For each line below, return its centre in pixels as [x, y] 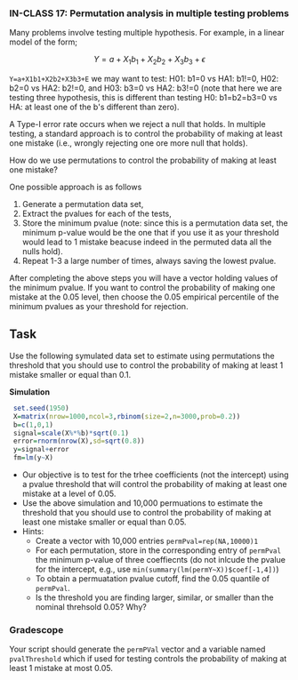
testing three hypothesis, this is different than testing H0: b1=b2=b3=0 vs [143, 98]
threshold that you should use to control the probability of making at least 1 [146, 365]
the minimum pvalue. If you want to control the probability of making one [142, 288]
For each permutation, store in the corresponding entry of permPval [158, 550]
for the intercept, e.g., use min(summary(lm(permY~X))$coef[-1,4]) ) [157, 569]
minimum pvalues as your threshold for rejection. [99, 307]
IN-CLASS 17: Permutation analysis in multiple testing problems [149, 13]
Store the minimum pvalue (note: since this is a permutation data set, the [155, 223]
